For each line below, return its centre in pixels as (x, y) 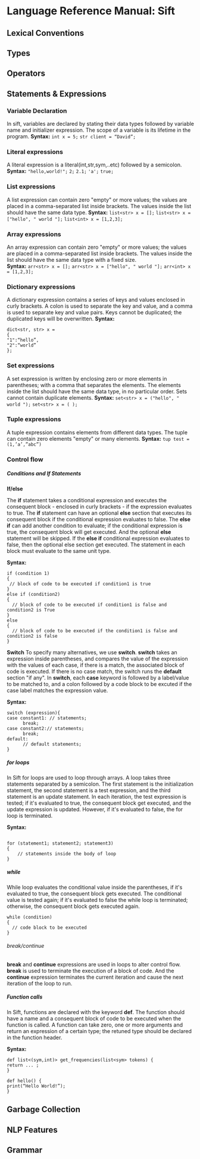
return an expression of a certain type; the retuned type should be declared (99, 1031)
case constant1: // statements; (47, 718)
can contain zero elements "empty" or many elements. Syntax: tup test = (98, 438)
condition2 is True (31, 610)
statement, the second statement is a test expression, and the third (89, 790)
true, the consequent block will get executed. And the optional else (89, 531)
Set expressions (31, 366)
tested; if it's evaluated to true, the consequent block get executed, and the (99, 803)
